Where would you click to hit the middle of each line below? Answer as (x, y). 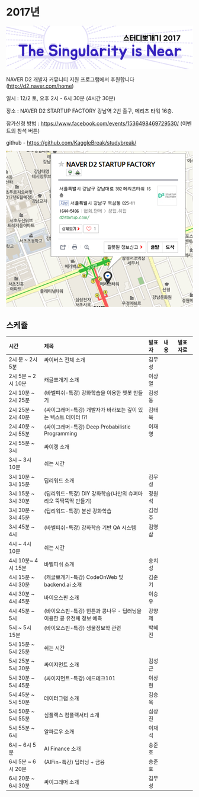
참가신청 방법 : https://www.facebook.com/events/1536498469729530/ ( (94, 123)
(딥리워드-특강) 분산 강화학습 (78, 511)
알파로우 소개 (59, 732)
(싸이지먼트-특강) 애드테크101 (80, 678)
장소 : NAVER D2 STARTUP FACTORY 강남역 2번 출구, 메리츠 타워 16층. (90, 111)
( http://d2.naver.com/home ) (40, 86)
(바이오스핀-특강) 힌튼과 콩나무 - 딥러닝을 (93, 610)
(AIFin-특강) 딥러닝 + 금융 (75, 762)
